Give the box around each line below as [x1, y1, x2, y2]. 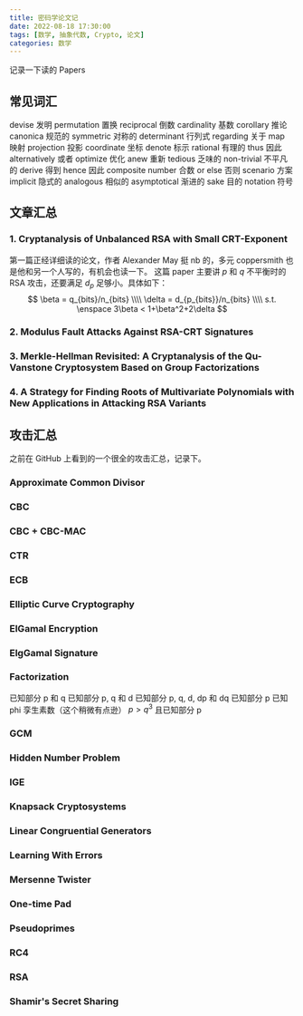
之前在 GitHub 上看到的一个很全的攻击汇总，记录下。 [9, 453, 206, 464]
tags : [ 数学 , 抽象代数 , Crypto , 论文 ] [9, 30, 145, 39]
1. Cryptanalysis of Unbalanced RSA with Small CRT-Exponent [9, 233, 288, 246]
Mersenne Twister [9, 873, 92, 885]
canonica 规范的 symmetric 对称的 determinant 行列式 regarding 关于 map [9, 131, 285, 141]
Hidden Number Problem [9, 751, 120, 764]
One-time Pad [9, 897, 72, 910]
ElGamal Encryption [9, 622, 99, 634]
